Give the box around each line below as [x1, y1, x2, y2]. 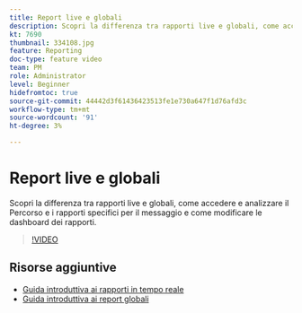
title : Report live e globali [9, 13, 123, 22]
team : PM [9, 64, 42, 73]
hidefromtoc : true [9, 88, 78, 97]
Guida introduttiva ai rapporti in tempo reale [22, 283, 184, 294]
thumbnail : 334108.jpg [9, 38, 94, 48]
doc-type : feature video [9, 55, 102, 64]
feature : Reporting [9, 47, 83, 56]
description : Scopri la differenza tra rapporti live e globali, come [9, 22, 280, 30]
